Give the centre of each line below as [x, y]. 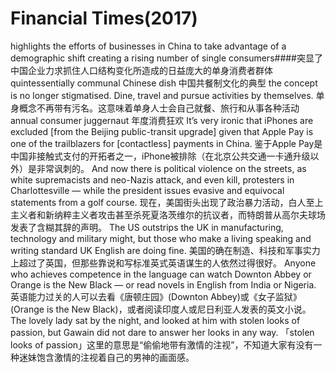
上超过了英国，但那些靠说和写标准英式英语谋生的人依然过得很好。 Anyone [163, 263]
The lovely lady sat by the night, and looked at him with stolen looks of [155, 320]
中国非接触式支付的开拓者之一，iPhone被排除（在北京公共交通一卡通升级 [160, 156]
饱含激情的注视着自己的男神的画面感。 [115, 357]
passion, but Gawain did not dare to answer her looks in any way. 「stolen [162, 332]
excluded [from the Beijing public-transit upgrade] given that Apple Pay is [162, 131]
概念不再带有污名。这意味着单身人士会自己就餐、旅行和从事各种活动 [159, 108]
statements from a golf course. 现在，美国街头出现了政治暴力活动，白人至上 [167, 202]
